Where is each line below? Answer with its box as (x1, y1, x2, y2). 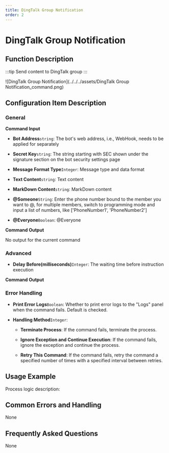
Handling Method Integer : (12, 317, 68, 323)
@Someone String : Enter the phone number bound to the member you (12, 196, 161, 203)
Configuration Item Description (5, 99, 106, 107)
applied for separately (12, 141, 59, 147)
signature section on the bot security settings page (12, 156, 120, 163)
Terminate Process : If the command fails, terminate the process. (20, 326, 157, 332)
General (5, 114, 26, 121)
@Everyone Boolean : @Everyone (12, 217, 81, 223)
